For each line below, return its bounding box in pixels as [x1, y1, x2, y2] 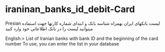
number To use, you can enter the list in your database [5, 40, 119, 46]
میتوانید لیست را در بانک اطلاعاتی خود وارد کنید [5, 25, 93, 31]
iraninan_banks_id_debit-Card [5, 4, 135, 15]
